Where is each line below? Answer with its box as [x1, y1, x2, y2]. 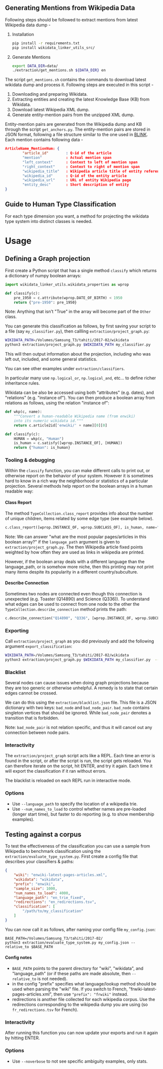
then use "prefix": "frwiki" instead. [53, 991, 129, 997]
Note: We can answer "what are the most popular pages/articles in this [5, 534, 147, 540]
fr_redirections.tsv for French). [12, 1007, 79, 1013]
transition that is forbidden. [5, 715, 59, 721]
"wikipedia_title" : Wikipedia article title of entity [22, 169, 142, 174]
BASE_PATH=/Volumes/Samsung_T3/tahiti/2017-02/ [5, 936, 103, 941]
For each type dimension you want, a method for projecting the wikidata [5, 213, 149, 219]
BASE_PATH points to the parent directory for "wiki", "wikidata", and [12, 966, 144, 971]
